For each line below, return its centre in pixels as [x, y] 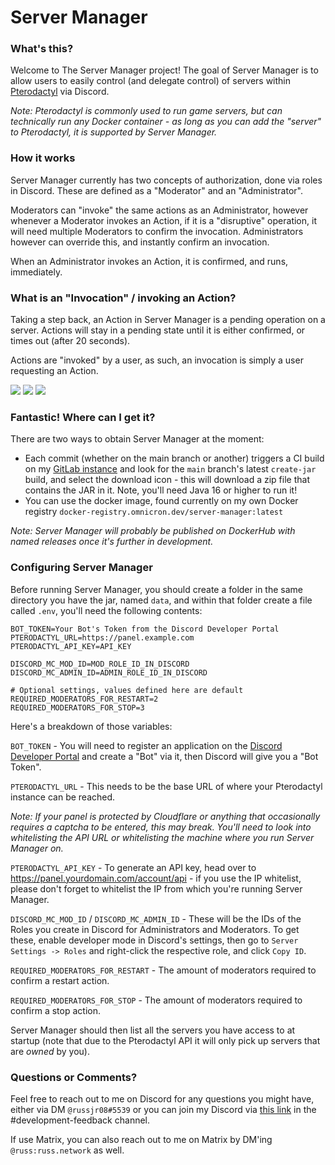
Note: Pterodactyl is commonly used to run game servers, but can [146, 111]
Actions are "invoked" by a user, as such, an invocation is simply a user [157, 360]
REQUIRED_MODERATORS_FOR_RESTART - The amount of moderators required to [163, 970]
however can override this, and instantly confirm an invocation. [140, 242]
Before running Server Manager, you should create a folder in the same [156, 589]
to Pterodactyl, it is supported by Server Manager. [114, 132]
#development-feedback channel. [80, 1120]
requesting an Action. [54, 371]
